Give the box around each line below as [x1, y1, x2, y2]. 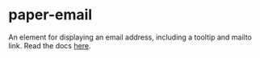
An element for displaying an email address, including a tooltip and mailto [8, 32, 253, 42]
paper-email [8, 6, 93, 24]
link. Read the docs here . [8, 40, 91, 50]
